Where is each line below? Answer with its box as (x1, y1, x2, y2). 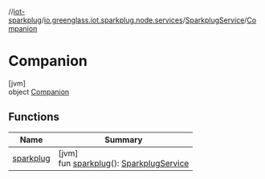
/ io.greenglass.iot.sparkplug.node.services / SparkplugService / (41, 15, 247, 25)
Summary (104, 134, 143, 145)
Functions (8, 110, 60, 124)
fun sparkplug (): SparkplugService (58, 157, 190, 169)
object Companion (8, 87, 70, 96)
